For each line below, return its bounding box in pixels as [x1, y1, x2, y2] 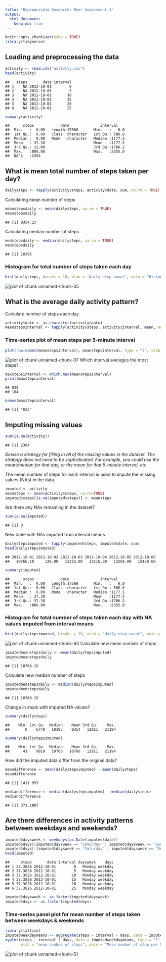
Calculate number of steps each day [5, 310, 79, 317]
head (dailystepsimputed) [5, 546, 56, 551]
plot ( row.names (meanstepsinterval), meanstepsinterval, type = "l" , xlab [5, 348, 161, 353]
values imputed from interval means [5, 620, 94, 627]
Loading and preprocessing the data [5, 53, 119, 61]
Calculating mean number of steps [5, 197, 76, 203]
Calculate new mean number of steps [80, 641, 157, 647]
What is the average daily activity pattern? [5, 298, 139, 306]
